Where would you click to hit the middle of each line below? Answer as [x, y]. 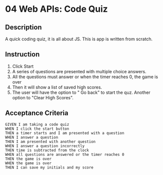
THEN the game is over [28, 159]
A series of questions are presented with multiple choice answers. [79, 71]
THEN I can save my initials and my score [49, 167]
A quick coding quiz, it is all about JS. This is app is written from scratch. [79, 39]
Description [23, 27]
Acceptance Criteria [37, 113]
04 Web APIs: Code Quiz [57, 9]
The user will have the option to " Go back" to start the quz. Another [81, 92]
